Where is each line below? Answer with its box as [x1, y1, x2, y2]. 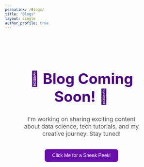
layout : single [5, 16, 36, 21]
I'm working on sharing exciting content [27, 115, 136, 123]
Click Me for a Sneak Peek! [52, 152, 111, 158]
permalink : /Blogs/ [5, 7, 45, 12]
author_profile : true [5, 20, 49, 26]
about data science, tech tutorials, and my [24, 122, 139, 130]
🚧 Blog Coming [30, 69, 133, 88]
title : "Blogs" [5, 12, 36, 17]
